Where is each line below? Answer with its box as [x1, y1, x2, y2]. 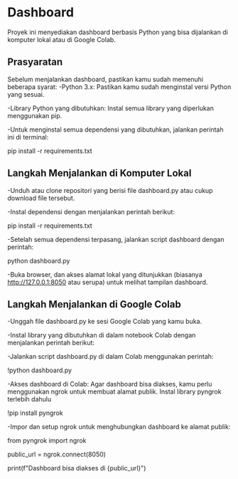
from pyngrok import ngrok [7, 436, 87, 445]
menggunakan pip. [7, 111, 63, 120]
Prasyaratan [7, 56, 63, 68]
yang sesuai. [7, 90, 45, 98]
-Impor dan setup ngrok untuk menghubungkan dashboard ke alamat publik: [7, 423, 231, 431]
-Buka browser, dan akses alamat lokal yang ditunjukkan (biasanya [7, 270, 202, 278]
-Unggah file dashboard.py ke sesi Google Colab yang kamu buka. [7, 317, 202, 326]
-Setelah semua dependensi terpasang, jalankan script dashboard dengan [7, 235, 225, 243]
